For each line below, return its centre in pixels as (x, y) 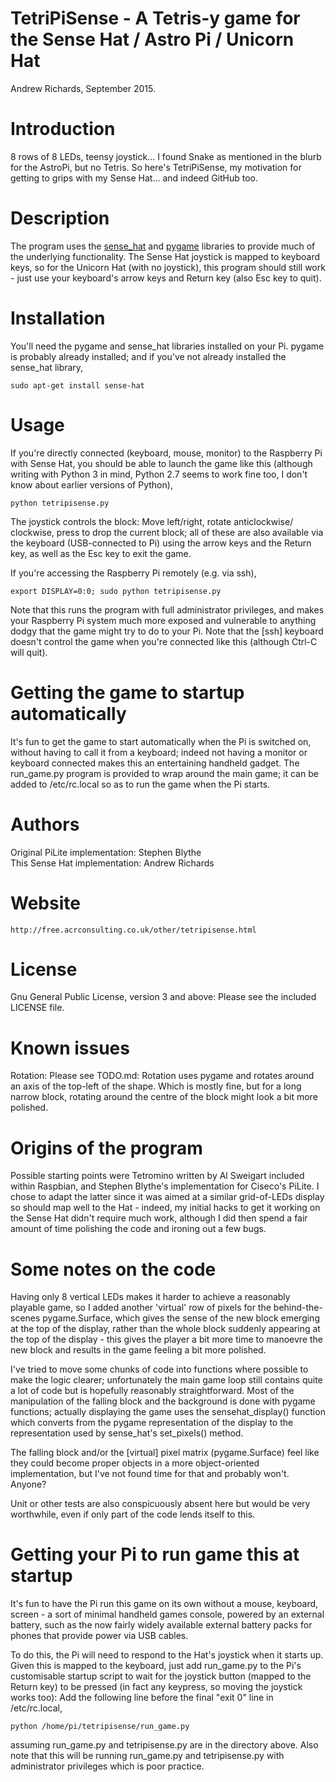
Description (60, 218)
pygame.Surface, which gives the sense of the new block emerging (181, 1318)
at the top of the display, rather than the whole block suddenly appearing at (165, 1329)
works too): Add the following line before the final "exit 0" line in (142, 1698)
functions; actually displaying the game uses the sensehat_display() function (168, 1412)
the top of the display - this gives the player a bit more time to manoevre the (167, 1339)
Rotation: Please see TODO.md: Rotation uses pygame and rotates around (162, 1076)
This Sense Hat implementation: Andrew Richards (112, 863)
